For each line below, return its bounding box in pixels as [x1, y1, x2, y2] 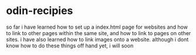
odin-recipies [6, 4, 73, 18]
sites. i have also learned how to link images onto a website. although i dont [6, 36, 189, 43]
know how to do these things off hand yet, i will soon [6, 42, 134, 49]
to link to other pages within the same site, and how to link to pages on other [6, 29, 191, 36]
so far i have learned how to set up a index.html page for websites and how [6, 23, 188, 30]
